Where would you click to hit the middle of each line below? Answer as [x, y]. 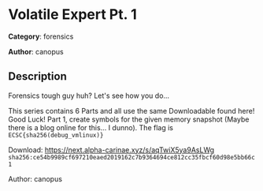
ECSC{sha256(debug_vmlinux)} [56, 135]
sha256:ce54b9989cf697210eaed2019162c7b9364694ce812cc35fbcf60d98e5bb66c [132, 157]
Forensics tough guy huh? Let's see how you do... [89, 95]
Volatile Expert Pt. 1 [72, 15]
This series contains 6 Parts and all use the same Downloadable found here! [131, 110]
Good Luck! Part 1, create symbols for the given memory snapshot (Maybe [129, 119]
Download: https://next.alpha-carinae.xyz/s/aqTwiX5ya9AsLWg [111, 150]
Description [37, 77]
